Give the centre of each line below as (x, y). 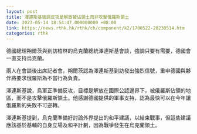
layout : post (22, 11)
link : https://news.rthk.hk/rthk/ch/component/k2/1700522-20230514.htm (95, 28)
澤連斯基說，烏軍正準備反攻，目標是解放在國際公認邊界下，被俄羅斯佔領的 (96, 91)
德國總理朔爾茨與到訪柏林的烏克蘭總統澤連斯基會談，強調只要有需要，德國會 (98, 51)
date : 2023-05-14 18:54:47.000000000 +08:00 (61, 22)
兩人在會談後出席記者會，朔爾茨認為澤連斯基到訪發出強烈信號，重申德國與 (96, 71)
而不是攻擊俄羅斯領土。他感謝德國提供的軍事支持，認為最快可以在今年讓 (103, 98)
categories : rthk (27, 33)
